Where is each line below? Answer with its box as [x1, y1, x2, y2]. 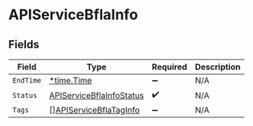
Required [151, 62, 187, 72]
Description [194, 62, 241, 72]
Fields [8, 38, 40, 51]
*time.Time [49, 75, 92, 86]
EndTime [12, 76, 42, 85]
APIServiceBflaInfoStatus [49, 90, 145, 101]
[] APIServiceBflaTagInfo [49, 104, 141, 116]
